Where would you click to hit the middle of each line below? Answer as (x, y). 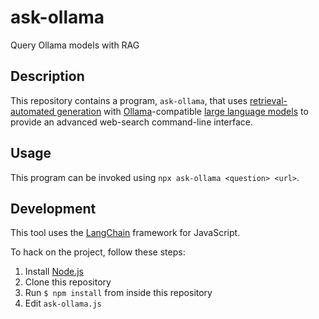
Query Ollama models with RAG (75, 45)
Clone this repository (68, 282)
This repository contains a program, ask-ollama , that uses (129, 100)
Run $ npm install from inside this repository (118, 293)
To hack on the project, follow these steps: (98, 252)
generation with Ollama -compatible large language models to (182, 111)
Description (47, 76)
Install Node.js (54, 272)
